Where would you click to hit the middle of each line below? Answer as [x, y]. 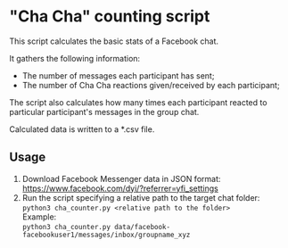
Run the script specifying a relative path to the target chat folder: [141, 197]
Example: [39, 217]
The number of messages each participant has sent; [118, 75]
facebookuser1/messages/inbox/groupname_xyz [106, 235]
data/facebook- [143, 227]
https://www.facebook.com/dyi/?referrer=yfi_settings [120, 188]
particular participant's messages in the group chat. [104, 112]
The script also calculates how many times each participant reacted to [138, 102]
